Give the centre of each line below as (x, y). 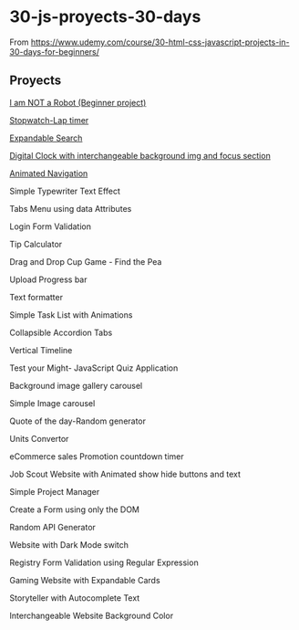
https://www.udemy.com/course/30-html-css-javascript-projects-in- (160, 42)
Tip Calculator (36, 244)
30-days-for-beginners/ (55, 51)
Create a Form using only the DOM (74, 509)
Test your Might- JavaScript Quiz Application (94, 368)
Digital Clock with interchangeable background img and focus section (140, 155)
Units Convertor (39, 438)
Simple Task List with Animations (71, 315)
